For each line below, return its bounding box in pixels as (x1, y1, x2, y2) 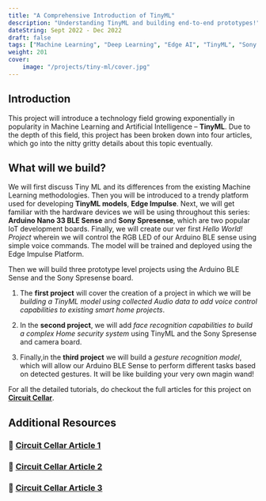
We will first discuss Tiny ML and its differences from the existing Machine (8, 183, 251, 192)
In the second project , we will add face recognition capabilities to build (19, 321, 253, 330)
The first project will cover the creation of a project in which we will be (19, 288, 252, 298)
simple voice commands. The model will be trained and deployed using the (8, 241, 253, 250)
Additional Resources (8, 416, 116, 429)
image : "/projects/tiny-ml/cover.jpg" (22, 63, 150, 71)
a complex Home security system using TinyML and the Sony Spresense (19, 329, 257, 338)
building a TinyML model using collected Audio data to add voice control (19, 297, 257, 307)
